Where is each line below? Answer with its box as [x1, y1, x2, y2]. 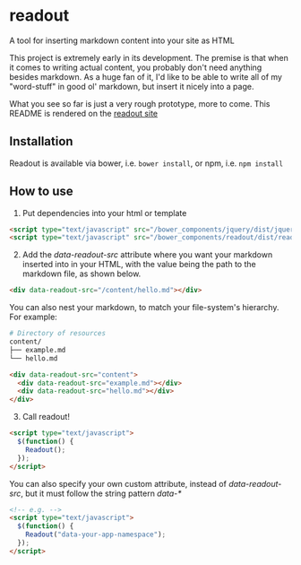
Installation [9, 134, 73, 149]
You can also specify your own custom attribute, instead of [9, 478, 227, 489]
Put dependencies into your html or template [21, 207, 187, 218]
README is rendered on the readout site [9, 108, 159, 118]
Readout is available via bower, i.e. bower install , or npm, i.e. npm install [9, 158, 284, 169]
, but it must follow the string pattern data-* [21, 488, 182, 499]
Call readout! [21, 412, 70, 422]
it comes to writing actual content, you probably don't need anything [9, 62, 262, 73]
